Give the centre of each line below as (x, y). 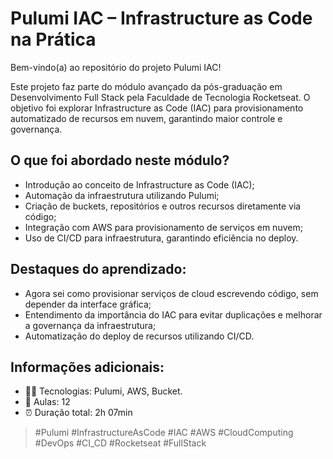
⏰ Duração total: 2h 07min (78, 413)
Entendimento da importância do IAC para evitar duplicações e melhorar (173, 314)
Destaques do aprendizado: (98, 269)
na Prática (53, 39)
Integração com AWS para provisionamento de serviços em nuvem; (163, 227)
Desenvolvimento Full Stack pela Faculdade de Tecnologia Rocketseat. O (160, 97)
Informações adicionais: (87, 367)
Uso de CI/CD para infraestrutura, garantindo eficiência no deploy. (161, 238)
